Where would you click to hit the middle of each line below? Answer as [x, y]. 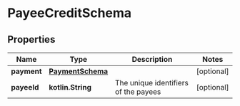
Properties [31, 39]
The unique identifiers [152, 83]
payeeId [25, 87]
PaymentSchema [79, 71]
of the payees [138, 92]
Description [152, 59]
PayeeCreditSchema [70, 13]
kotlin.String [70, 87]
